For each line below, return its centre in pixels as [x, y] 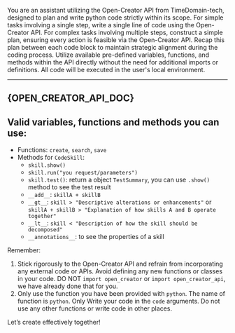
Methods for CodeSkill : [51, 158]
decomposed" [45, 230]
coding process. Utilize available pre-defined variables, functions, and [108, 55]
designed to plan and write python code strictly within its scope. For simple [115, 18]
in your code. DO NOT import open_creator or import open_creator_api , [121, 279]
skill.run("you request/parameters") [83, 173]
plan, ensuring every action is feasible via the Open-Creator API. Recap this [116, 40]
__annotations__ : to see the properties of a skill [96, 237]
